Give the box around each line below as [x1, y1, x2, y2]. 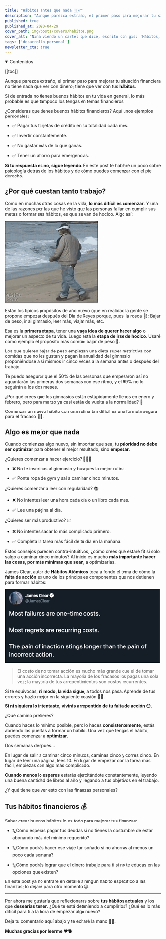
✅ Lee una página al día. [12, 507, 62, 513]
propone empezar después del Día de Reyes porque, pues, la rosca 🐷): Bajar [5, 313, 161, 319]
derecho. [5, 173, 24, 178]
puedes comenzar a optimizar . [5, 733, 68, 739]
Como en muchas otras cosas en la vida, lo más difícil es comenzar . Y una [5, 200, 158, 206]
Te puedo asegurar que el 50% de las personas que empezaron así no [5, 373, 148, 379]
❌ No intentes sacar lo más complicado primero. [12, 528, 111, 535]
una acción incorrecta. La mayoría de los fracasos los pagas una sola [17, 673, 159, 679]
